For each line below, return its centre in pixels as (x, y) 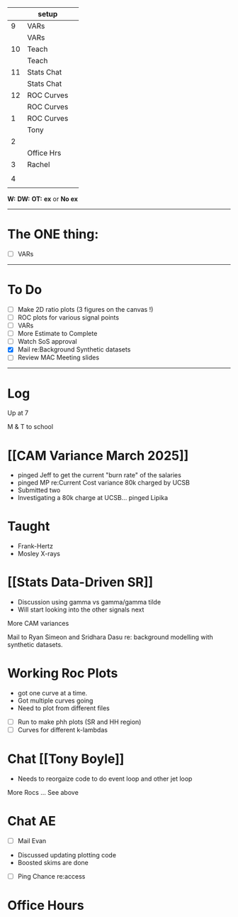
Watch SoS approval (47, 342)
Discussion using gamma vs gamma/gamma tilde (89, 602)
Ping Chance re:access (51, 877)
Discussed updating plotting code (67, 855)
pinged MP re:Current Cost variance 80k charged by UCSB (103, 483)
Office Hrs (44, 153)
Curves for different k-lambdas (63, 730)
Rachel (39, 164)
